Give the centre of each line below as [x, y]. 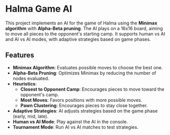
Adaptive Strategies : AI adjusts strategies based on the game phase [85, 111]
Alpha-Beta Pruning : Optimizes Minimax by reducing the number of [84, 73]
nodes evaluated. [31, 78]
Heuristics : [25, 84]
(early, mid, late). [30, 116]
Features [20, 55]
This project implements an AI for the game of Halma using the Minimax [81, 23]
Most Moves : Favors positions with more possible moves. [81, 100]
